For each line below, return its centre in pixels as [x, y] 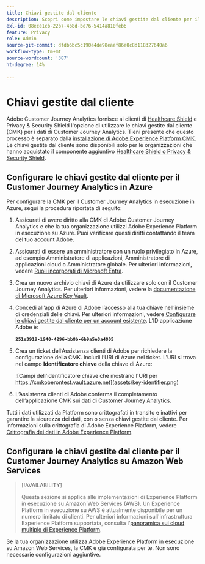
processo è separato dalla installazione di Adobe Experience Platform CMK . [101, 138]
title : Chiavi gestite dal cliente [52, 13]
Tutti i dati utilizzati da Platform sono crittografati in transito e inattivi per [97, 413]
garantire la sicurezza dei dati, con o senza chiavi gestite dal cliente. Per [97, 419]
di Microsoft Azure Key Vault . [52, 296]
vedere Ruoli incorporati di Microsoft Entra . [69, 271]
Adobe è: [27, 327]
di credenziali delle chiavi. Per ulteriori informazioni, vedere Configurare [106, 314]
